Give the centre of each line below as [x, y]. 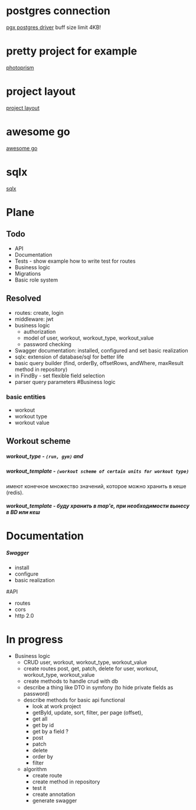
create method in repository [66, 782]
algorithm [35, 769]
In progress [35, 640]
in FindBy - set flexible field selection [60, 375]
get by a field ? [50, 731]
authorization [40, 331]
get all [40, 719]
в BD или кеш [23, 512]
